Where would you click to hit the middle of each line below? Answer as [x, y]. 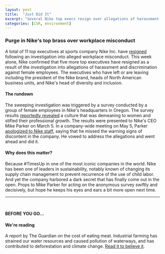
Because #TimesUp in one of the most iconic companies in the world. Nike [81, 163]
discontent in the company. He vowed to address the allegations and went [80, 136]
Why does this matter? [29, 153]
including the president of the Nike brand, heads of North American [73, 77]
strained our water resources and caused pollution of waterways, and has [80, 241]
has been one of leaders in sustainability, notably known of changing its [78, 169]
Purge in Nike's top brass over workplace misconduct [70, 41]
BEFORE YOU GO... [25, 213]
